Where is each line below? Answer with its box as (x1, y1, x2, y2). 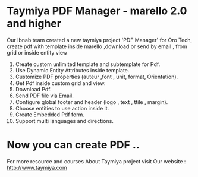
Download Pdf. (15, 86, 52, 93)
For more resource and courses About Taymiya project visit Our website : (7, 157, 186, 165)
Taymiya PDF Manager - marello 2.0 (7, 4, 187, 18)
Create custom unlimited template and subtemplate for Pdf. (15, 61, 161, 68)
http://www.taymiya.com (7, 164, 67, 171)
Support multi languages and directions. (15, 117, 114, 124)
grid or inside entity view (7, 49, 68, 56)
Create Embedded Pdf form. (15, 111, 85, 118)
